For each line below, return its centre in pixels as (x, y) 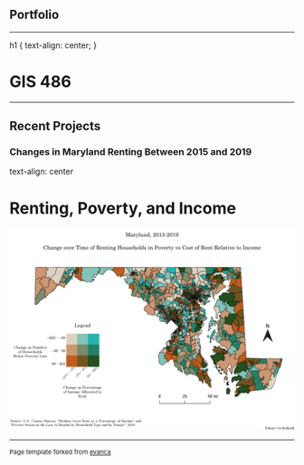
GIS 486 (41, 81)
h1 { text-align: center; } (53, 45)
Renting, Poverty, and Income (123, 208)
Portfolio (34, 15)
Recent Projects (55, 126)
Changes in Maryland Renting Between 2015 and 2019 (131, 152)
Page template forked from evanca (60, 451)
